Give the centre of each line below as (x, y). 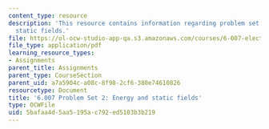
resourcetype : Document (48, 90)
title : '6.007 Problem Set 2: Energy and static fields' (105, 98)
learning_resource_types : (51, 53)
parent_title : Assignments (53, 68)
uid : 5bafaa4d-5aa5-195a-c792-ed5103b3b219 (82, 113)
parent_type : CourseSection (55, 75)
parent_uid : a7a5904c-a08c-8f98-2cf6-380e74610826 (94, 83)
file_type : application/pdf (55, 46)
